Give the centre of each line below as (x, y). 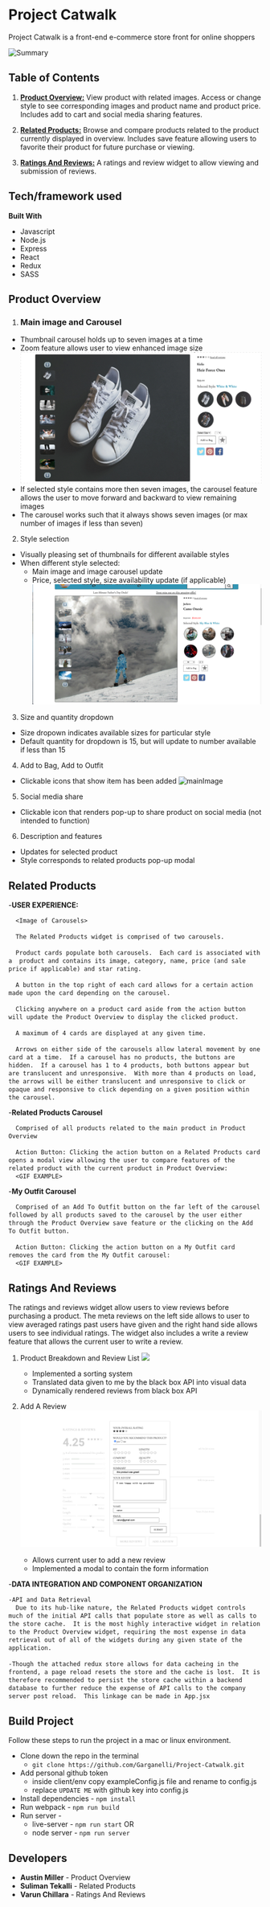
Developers (38, 1858)
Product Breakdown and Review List (80, 1358)
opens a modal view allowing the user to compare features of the (122, 1160)
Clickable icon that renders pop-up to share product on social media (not (141, 812)
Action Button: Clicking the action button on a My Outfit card (125, 1247)
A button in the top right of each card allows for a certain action (134, 985)
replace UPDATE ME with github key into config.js (110, 1790)
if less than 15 (43, 750)
